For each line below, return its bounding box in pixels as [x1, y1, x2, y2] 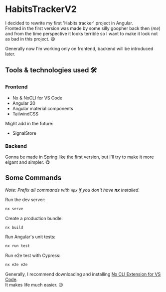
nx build [5, 225, 23, 230]
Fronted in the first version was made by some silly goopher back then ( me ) [5, 25, 161, 31]
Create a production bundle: [5, 215, 63, 221]
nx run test [5, 244, 30, 249]
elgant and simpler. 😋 [5, 159, 50, 165]
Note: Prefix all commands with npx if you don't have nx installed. [5, 187, 140, 193]
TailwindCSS [12, 111, 39, 117]
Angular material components [12, 105, 73, 111]
